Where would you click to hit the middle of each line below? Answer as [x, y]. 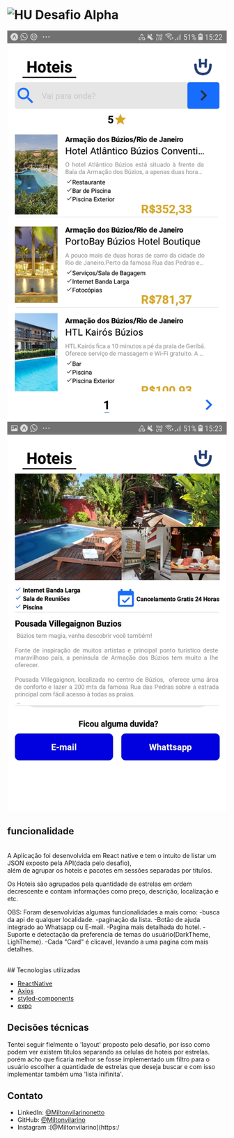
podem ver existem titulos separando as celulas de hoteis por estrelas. [109, 1052]
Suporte [19, 934]
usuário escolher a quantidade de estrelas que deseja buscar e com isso [111, 1066]
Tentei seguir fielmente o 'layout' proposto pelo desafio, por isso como [109, 1044]
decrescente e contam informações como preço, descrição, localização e [113, 891]
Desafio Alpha [77, 15]
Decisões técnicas [48, 1028]
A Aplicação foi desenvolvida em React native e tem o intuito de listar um [112, 855]
